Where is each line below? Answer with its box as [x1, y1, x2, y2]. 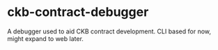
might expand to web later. [7, 34, 84, 42]
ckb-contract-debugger [7, 4, 149, 20]
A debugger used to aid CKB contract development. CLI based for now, [7, 27, 211, 35]
